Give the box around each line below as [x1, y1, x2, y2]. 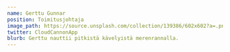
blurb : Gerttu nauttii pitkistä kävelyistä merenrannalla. [7, 35, 179, 42]
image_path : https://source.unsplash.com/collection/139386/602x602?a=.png [7, 22, 228, 29]
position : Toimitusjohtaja [7, 16, 84, 23]
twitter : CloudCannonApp [7, 28, 78, 36]
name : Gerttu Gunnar [7, 9, 66, 17]
